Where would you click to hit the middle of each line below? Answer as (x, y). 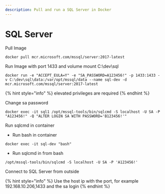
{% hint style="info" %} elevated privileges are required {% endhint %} (77, 93)
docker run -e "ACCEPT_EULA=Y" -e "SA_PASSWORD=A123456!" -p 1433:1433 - (83, 75)
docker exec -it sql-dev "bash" (38, 144)
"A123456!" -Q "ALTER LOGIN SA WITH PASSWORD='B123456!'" (66, 116)
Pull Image (16, 48)
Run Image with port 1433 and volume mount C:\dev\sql (62, 66)
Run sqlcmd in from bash (38, 153)
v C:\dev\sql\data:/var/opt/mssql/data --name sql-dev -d (66, 80)
